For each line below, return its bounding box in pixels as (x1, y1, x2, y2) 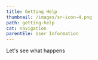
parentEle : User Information (6, 31, 79, 37)
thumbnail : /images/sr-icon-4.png (6, 14, 93, 20)
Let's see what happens (6, 47, 66, 54)
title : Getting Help (6, 8, 58, 15)
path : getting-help (6, 20, 55, 26)
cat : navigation (6, 25, 47, 31)
